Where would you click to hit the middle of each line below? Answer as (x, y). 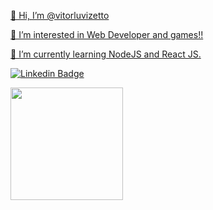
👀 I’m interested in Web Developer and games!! (107, 34)
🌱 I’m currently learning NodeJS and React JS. (106, 54)
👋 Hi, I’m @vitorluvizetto (60, 15)
